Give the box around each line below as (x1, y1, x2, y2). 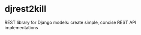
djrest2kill (4, 3, 47, 15)
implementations (4, 24, 39, 30)
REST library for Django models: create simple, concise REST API (4, 19, 137, 25)
